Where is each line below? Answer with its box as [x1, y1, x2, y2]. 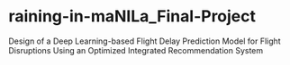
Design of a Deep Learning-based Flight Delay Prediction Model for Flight [8, 36, 281, 46]
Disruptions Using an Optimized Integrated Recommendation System [8, 45, 264, 55]
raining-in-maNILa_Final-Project [8, 6, 257, 27]
